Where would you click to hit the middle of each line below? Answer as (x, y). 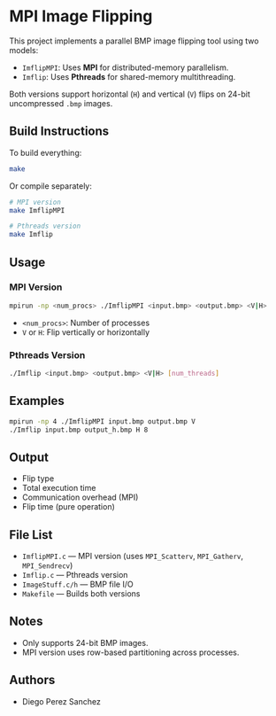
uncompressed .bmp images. (61, 103)
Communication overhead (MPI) (80, 497)
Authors (32, 680)
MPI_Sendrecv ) (47, 565)
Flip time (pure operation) (68, 507)
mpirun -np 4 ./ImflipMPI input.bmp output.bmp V (103, 421)
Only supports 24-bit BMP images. (85, 642)
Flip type (38, 479)
